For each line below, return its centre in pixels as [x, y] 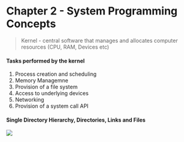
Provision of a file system [46, 87]
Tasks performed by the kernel [46, 61]
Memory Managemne [41, 81]
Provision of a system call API [52, 106]
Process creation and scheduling [56, 74]
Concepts [31, 24]
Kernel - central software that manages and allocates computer [100, 40]
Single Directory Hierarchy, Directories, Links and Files [76, 120]
